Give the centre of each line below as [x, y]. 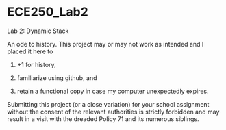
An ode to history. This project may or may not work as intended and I [105, 44]
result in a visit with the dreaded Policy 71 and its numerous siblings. [103, 119]
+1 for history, [36, 64]
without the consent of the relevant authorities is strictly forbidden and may [113, 112]
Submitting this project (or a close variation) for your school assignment [108, 104]
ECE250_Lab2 [48, 12]
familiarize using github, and [57, 78]
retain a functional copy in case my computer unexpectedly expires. [113, 91]
